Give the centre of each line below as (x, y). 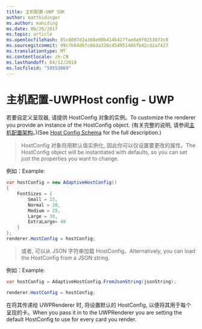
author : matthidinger (33, 18)
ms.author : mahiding (32, 23)
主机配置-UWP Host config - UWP (90, 100)
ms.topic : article (29, 34)
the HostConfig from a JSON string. (65, 258)
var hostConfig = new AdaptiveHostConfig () (62, 183)
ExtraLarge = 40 (47, 222)
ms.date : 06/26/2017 (32, 29)
